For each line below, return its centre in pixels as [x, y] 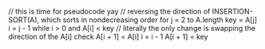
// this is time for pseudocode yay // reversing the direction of [109, 11]
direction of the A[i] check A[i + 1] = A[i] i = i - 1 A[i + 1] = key [109, 36]
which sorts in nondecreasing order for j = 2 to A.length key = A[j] [149, 20]
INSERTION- [232, 11]
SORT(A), [24, 20]
